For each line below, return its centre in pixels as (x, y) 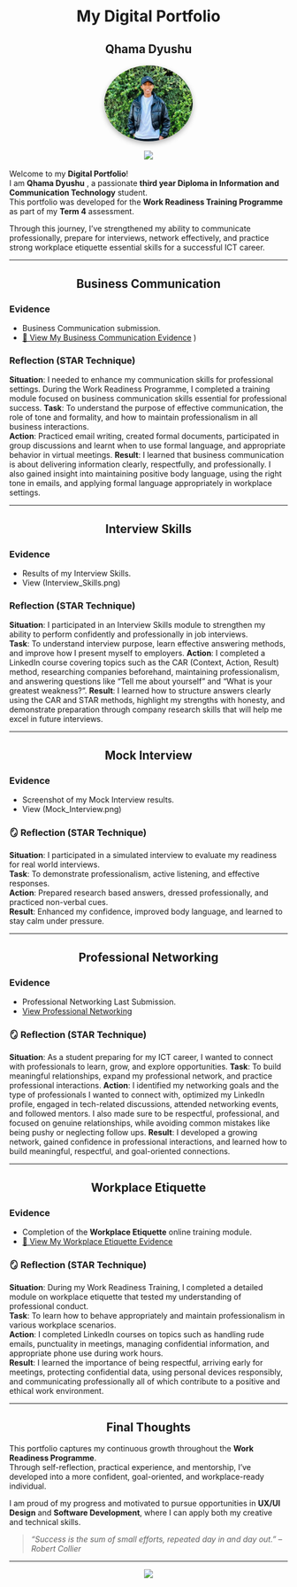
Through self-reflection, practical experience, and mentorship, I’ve (130, 1467)
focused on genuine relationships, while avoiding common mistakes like (140, 1123)
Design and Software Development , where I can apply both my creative (141, 1513)
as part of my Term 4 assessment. (72, 212)
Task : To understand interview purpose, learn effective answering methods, (147, 644)
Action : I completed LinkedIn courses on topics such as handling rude (137, 1335)
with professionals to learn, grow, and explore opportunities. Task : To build (145, 1067)
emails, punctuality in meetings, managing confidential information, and (139, 1344)
